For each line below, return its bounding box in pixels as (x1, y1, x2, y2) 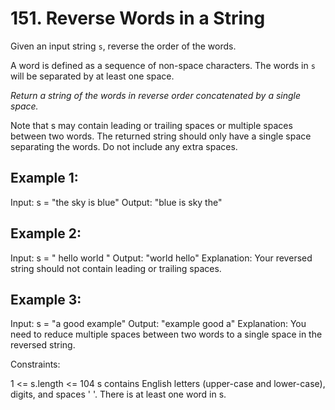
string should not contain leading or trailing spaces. (10, 262, 222, 274)
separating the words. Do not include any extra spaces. (10, 140, 238, 152)
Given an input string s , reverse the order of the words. (10, 40, 237, 52)
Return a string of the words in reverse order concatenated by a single (10, 89, 302, 101)
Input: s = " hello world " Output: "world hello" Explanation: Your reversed (10, 252, 313, 264)
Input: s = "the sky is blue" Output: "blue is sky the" (10, 196, 223, 208)
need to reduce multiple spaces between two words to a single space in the (10, 328, 323, 341)
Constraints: (10, 358, 61, 371)
